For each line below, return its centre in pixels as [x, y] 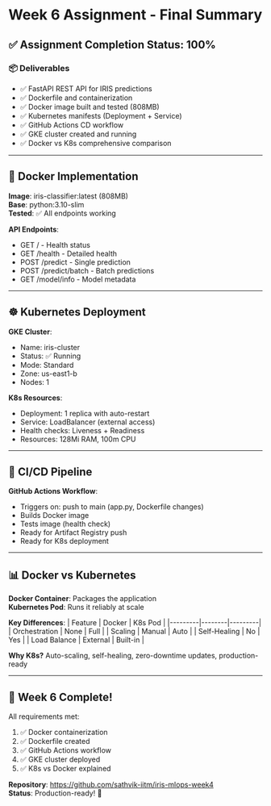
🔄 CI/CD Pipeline [50, 472]
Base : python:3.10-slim [46, 204]
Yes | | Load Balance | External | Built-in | [77, 640]
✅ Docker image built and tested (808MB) [90, 106]
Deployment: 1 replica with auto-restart [85, 413]
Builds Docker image [54, 516]
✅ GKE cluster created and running [78, 134]
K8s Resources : [35, 398]
